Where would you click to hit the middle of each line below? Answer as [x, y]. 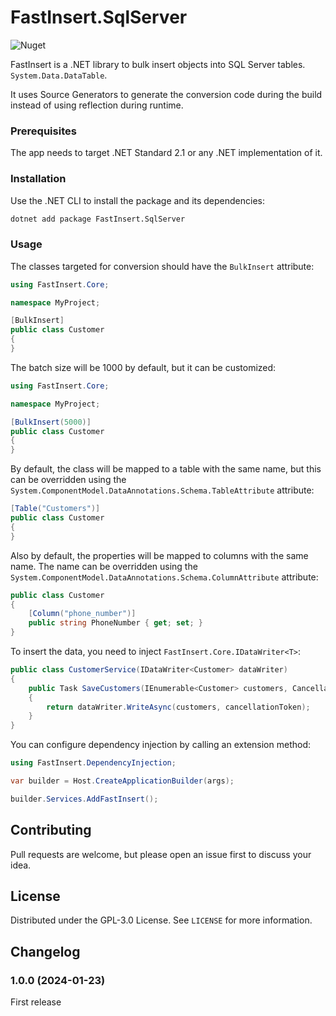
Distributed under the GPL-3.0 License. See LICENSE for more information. [161, 920]
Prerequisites [43, 131]
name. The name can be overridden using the [104, 566]
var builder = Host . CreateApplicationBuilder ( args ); [122, 781]
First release [36, 1002]
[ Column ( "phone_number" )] [82, 614]
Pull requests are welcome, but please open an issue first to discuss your [161, 854]
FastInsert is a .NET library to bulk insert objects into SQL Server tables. [158, 64]
